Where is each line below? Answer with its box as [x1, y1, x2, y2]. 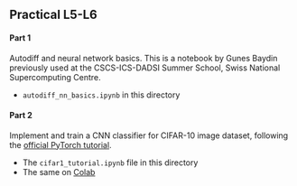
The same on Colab [22, 166, 96, 177]
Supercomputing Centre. [9, 71, 101, 82]
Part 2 [9, 110, 33, 121]
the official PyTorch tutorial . [9, 139, 112, 150]
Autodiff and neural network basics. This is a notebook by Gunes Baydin [9, 52, 278, 63]
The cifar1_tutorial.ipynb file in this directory [22, 157, 199, 168]
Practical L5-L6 [9, 7, 97, 23]
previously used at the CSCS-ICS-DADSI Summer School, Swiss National [9, 62, 281, 73]
